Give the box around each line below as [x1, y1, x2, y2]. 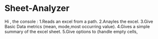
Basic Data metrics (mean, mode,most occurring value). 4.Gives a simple [4, 23, 150, 29]
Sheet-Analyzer [4, 3, 70, 14]
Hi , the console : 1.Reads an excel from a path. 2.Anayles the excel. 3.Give [4, 19, 153, 24]
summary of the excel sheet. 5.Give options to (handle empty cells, [4, 29, 138, 34]
